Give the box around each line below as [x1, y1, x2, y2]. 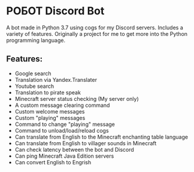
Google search [14, 70, 51, 77]
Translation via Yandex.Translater [14, 76, 98, 83]
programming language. [6, 36, 66, 44]
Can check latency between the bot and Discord [14, 146, 135, 153]
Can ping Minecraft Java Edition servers [14, 152, 114, 159]
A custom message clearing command [14, 102, 110, 109]
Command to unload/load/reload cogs [14, 127, 109, 134]
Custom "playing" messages [14, 114, 86, 121]
